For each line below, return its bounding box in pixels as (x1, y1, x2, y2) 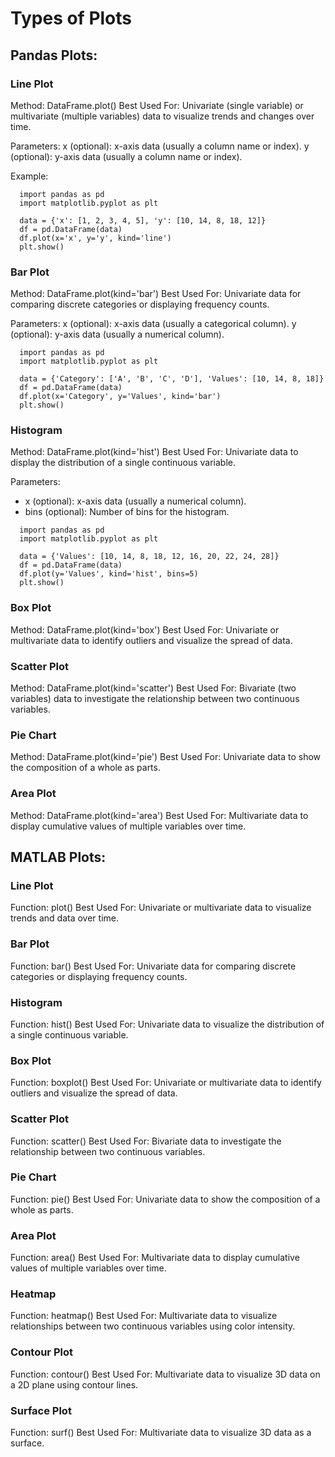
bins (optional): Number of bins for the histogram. (24, 506, 230, 518)
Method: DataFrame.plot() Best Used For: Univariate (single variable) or (10, 99, 304, 111)
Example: (10, 170, 49, 182)
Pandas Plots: (10, 47, 98, 64)
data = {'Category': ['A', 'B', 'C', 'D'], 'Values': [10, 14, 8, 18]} (19, 374, 325, 384)
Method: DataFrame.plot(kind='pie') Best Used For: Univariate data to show (10, 751, 322, 763)
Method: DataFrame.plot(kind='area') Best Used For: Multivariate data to (10, 809, 309, 821)
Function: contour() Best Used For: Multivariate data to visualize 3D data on (10, 1368, 321, 1380)
